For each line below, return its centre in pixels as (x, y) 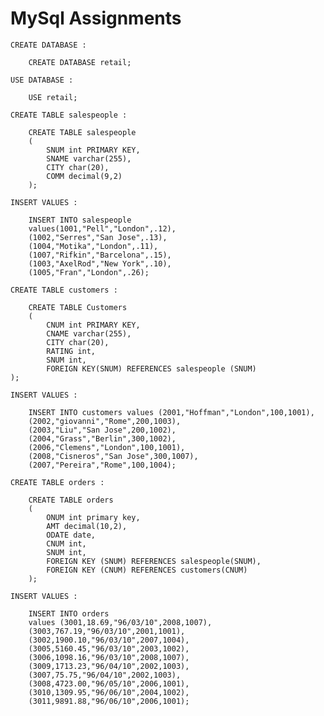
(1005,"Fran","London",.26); (89, 272)
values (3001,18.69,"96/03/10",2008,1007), (120, 622)
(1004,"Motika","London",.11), (93, 246)
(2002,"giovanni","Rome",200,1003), (105, 421)
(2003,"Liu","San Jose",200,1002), (102, 430)
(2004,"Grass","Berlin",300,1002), (102, 438)
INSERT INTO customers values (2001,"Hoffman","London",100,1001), (171, 412)
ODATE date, (71, 535)
